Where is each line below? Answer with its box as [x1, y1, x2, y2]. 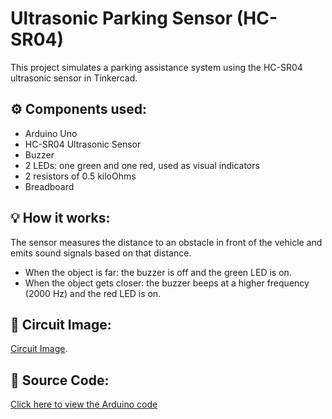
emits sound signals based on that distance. [10, 247, 192, 259]
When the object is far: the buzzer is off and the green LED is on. [24, 266, 292, 278]
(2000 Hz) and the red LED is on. [24, 287, 162, 299]
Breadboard [24, 180, 75, 192]
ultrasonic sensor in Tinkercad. [10, 72, 138, 84]
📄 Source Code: [10, 372, 110, 389]
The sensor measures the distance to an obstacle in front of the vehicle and [10, 236, 323, 248]
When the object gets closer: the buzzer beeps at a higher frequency [24, 277, 310, 289]
